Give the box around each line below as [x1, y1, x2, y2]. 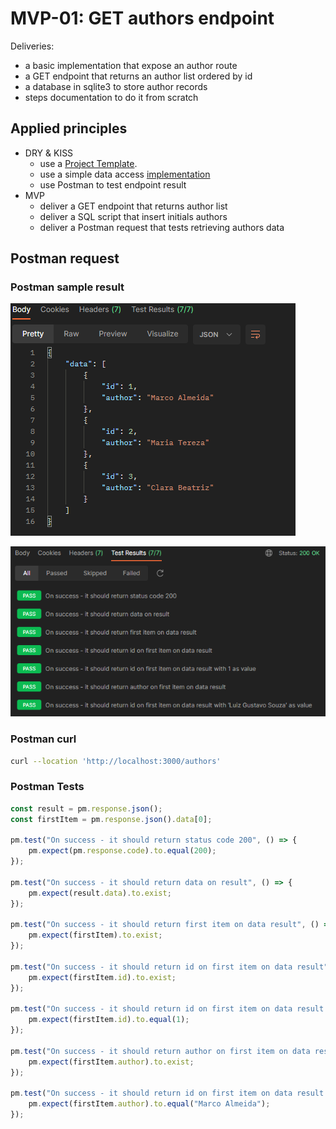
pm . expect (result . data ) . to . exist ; [28, 888, 172, 898]
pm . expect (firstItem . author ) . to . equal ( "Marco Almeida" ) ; [28, 1099, 271, 1109]
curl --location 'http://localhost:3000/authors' [10, 756, 222, 766]
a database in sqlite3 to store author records [24, 80, 208, 92]
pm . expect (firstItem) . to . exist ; [28, 930, 163, 941]
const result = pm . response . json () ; [10, 803, 163, 814]
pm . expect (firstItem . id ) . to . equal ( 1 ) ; [28, 1015, 190, 1025]
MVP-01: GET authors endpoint [10, 7, 275, 30]
